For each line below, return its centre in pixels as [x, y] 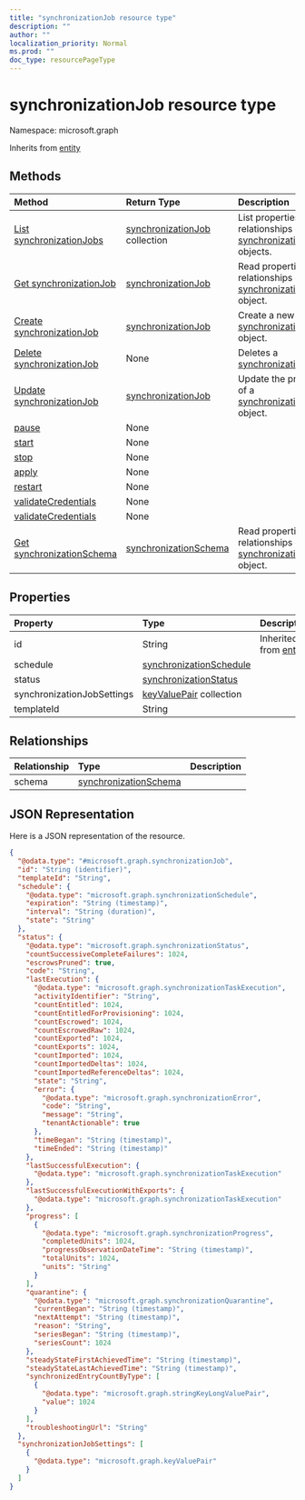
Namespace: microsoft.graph [64, 130]
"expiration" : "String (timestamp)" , [97, 904]
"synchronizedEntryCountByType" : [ [93, 1377]
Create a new [266, 315]
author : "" [30, 35]
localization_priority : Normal [69, 43]
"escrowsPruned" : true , [71, 963]
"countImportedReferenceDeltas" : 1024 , [108, 1072]
